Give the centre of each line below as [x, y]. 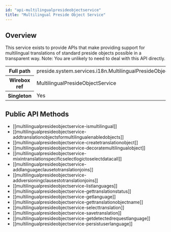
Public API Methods [37, 114]
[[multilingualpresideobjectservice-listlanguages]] [65, 186]
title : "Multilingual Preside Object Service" [55, 15]
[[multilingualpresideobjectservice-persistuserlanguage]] [73, 224]
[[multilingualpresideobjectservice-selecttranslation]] [68, 208]
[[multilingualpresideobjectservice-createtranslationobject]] [75, 143]
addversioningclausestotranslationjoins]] [55, 181]
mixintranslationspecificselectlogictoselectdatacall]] [67, 159]
